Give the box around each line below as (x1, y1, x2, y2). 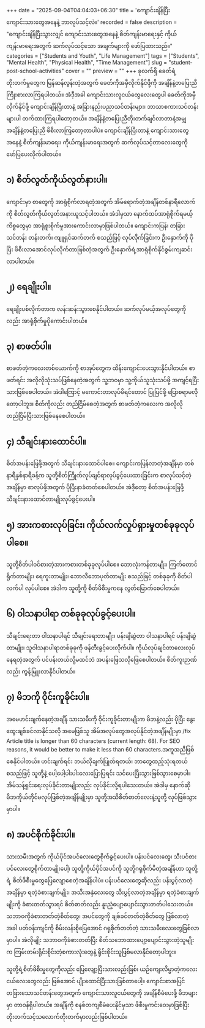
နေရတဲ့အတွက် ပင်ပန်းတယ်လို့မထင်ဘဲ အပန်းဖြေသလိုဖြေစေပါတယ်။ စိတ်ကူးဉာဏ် (6, 656, 198, 663)
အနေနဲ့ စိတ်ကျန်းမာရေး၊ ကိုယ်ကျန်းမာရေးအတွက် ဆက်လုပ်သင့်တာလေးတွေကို (6, 139, 188, 146)
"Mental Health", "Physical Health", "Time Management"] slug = (6, 59, 168, 66)
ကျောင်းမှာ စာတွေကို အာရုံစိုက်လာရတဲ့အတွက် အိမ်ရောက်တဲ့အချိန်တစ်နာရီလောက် (6, 198, 196, 205)
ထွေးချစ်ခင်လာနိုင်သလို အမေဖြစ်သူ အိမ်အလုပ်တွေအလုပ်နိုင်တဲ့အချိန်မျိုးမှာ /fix (6, 727, 192, 734)
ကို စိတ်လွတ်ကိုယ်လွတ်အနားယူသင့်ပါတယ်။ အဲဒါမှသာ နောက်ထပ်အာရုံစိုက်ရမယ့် (6, 210, 193, 217)
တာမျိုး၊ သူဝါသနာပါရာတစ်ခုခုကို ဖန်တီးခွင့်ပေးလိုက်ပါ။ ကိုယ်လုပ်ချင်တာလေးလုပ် (6, 644, 196, 651)
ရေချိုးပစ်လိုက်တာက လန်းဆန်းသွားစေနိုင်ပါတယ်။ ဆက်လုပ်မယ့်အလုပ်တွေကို (6, 305, 187, 312)
